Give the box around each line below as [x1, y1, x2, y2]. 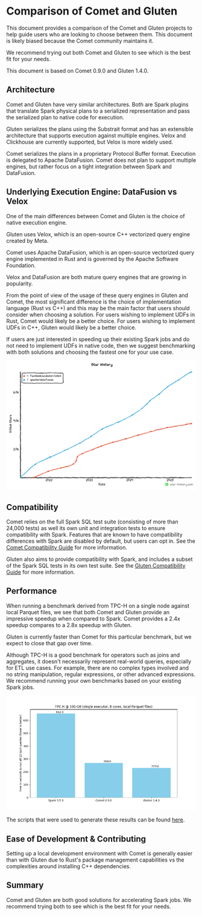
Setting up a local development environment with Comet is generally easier [6, 849, 193, 857]
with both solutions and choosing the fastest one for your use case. [6, 348, 174, 356]
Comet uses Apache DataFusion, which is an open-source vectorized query [6, 248, 195, 256]
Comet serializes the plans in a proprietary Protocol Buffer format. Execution [6, 150, 196, 157]
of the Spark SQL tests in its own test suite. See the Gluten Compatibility [6, 562, 186, 569]
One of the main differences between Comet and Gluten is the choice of [6, 212, 185, 219]
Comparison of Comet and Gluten [6, 4, 178, 18]
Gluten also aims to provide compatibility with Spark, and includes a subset [6, 556, 193, 563]
